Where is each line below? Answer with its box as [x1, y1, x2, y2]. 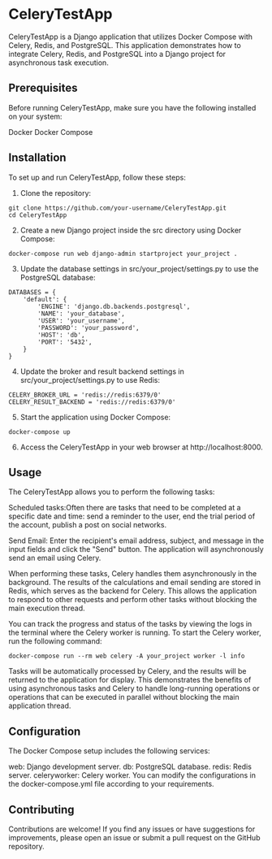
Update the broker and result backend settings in [19, 367, 184, 376]
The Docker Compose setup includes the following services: [8, 746, 210, 756]
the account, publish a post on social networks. [8, 520, 167, 530]
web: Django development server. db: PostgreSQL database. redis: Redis [8, 761, 252, 772]
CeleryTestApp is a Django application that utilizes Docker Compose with [8, 32, 253, 41]
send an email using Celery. [8, 553, 101, 563]
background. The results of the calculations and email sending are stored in [8, 578, 261, 588]
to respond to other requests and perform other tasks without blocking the [8, 595, 257, 605]
